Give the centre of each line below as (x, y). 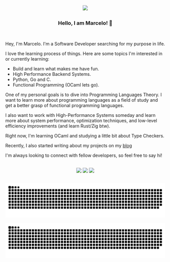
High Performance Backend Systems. (52, 74)
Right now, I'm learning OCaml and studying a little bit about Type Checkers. (85, 136)
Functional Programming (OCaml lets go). (56, 84)
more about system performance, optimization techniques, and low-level (81, 120)
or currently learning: (27, 59)
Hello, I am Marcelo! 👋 (85, 23)
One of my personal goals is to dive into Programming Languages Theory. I (83, 95)
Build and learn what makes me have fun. (56, 69)
